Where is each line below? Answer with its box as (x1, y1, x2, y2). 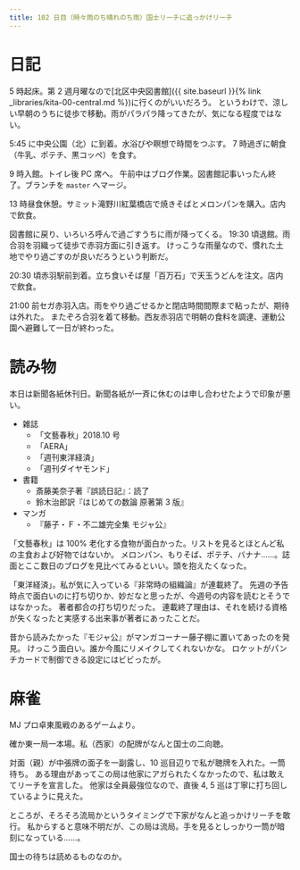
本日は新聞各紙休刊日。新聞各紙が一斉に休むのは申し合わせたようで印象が (9, 388, 283, 398)
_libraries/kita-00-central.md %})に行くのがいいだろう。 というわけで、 (9, 96, 273, 107)
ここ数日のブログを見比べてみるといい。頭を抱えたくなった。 (24, 560, 252, 571)
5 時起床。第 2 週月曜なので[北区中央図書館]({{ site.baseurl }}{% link (9, 86, 262, 96)
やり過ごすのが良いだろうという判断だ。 (24, 251, 173, 262)
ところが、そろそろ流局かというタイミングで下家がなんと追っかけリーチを (9, 810, 283, 821)
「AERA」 (35, 440, 73, 451)
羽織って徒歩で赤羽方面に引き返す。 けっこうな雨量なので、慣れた (32, 239, 277, 250)
